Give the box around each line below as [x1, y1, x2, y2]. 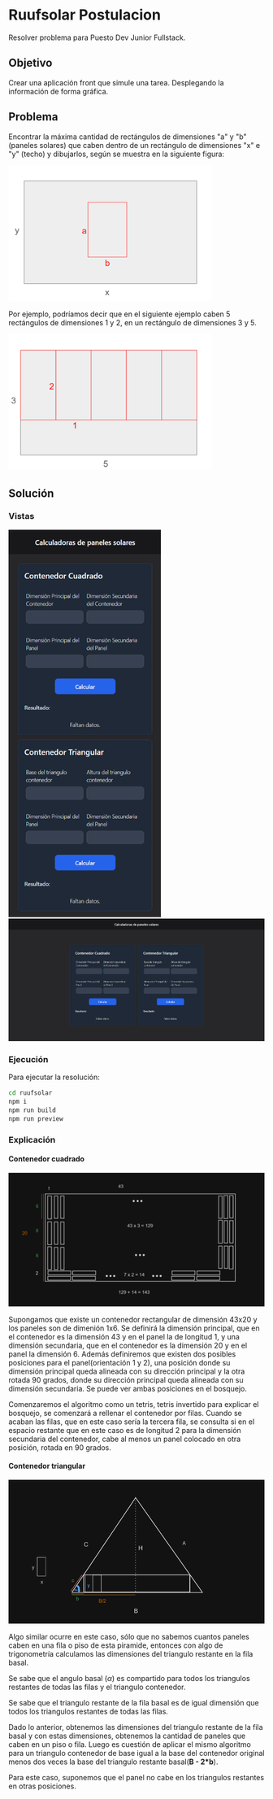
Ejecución [8, 1053, 49, 1065]
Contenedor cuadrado [8, 1154, 85, 1164]
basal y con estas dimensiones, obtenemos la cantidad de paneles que [8, 1731, 246, 1741]
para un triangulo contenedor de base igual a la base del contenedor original [8, 1749, 265, 1758]
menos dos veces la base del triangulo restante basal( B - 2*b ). [8, 1757, 219, 1766]
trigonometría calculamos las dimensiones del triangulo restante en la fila [8, 1649, 253, 1659]
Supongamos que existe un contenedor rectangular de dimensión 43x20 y [8, 1314, 258, 1324]
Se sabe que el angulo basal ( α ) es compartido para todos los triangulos [8, 1674, 250, 1684]
